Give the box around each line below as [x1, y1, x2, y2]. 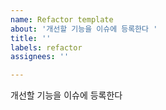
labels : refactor [10, 42, 83, 53]
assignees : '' [10, 52, 70, 62]
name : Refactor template [10, 14, 114, 25]
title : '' [10, 33, 52, 43]
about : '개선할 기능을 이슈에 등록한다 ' [10, 24, 158, 34]
